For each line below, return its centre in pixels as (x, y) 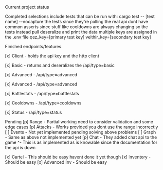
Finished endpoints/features (33, 46)
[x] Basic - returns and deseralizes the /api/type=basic (60, 65)
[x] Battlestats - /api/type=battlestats (42, 93)
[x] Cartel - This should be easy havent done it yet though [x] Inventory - (78, 157)
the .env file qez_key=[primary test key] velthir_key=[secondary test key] (78, 37)
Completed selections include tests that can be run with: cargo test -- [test (80, 16)
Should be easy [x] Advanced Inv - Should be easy (56, 162)
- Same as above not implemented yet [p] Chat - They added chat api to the (81, 137)
